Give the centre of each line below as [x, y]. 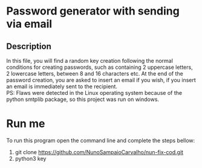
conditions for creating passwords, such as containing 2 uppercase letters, [99, 67]
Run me [26, 124]
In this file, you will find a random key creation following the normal [90, 61]
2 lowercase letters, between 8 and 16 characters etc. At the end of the [95, 73]
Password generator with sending [93, 11]
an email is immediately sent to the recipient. [62, 86]
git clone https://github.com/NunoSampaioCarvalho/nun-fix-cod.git [99, 152]
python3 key [31, 158]
